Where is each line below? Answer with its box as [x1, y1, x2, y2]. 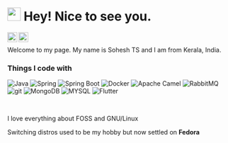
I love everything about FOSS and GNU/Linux [7, 114, 139, 123]
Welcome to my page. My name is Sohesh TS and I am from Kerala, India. [7, 45, 222, 54]
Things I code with [7, 63, 72, 73]
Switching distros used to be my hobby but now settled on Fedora [7, 128, 200, 137]
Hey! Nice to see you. [23, 8, 152, 25]
